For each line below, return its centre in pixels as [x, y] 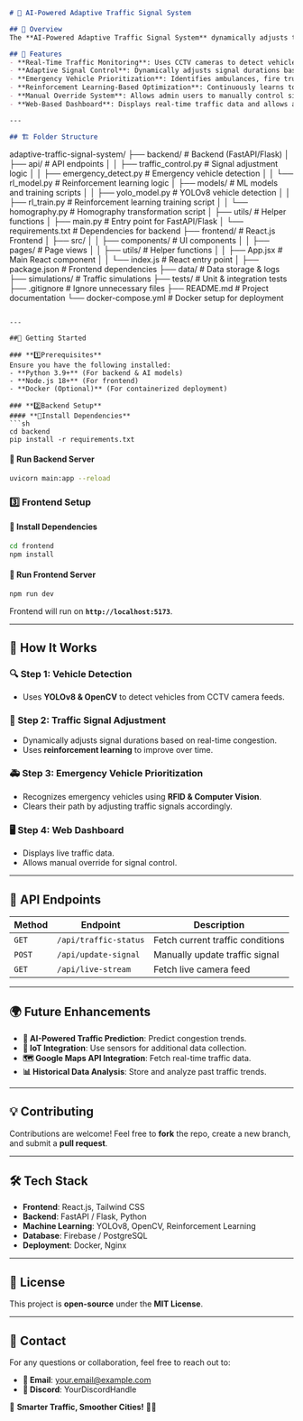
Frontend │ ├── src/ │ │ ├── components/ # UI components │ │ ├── [140, 240]
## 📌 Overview [36, 29]
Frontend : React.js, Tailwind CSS [84, 1207]
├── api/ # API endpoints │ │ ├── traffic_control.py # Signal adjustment [144, 163]
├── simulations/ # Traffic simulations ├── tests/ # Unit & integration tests [148, 279]
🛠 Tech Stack [49, 1181]
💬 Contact [38, 1340]
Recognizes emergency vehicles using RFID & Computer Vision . [142, 796]
